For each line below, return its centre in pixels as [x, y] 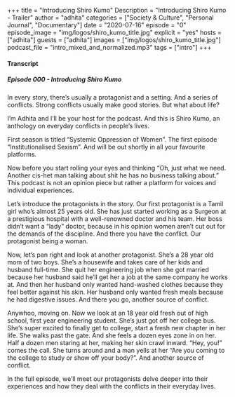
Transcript [23, 63]
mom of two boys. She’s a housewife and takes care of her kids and [105, 262]
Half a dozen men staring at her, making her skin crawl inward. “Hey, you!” [115, 342]
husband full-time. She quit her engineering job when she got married [108, 269]
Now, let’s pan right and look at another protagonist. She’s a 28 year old [110, 255]
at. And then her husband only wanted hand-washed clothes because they [115, 284]
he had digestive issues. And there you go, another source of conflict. [108, 299]
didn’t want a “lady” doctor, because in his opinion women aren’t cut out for [116, 226]
